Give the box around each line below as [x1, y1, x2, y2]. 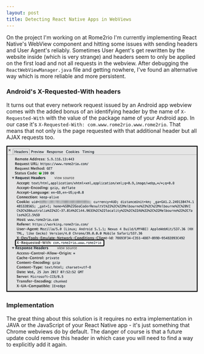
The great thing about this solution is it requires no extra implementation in [6, 315, 192, 322]
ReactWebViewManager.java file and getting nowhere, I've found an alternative [6, 66, 198, 73]
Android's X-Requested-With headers [6, 87, 121, 96]
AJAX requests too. [6, 134, 55, 141]
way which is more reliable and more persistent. [6, 72, 126, 80]
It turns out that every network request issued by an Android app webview [6, 101, 192, 109]
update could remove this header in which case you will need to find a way [6, 334, 193, 341]
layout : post [6, 10, 39, 16]
